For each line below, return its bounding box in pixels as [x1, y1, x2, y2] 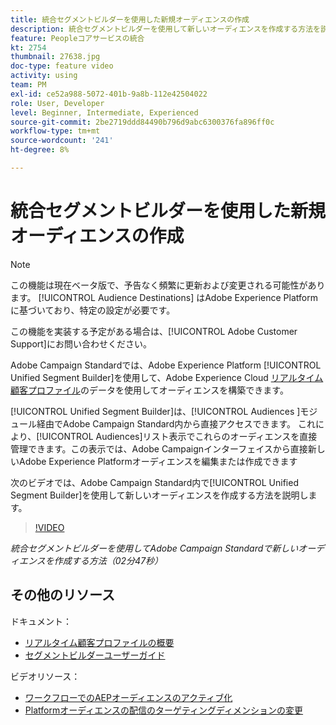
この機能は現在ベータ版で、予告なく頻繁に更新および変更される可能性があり [10, 279, 326, 291]
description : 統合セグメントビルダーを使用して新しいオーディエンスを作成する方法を [10, 24, 321, 34]
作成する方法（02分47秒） [53, 554, 164, 566]
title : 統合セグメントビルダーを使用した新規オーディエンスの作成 [10, 14, 250, 25]
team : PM [10, 80, 47, 90]
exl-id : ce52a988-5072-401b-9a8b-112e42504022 [10, 89, 208, 99]
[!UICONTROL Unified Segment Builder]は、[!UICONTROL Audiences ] [10, 405, 301, 417]
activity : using [10, 71, 78, 81]
